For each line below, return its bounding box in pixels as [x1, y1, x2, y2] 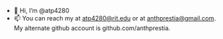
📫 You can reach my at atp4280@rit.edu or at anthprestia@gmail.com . [13, 14, 216, 22]
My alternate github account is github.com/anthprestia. [13, 24, 171, 32]
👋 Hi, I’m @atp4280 [13, 7, 70, 14]
